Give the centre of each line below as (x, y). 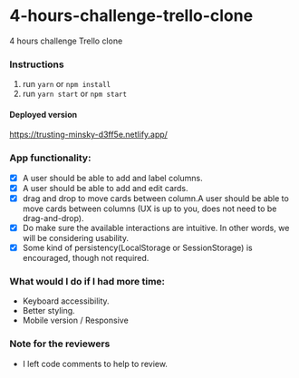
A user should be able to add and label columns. (112, 178)
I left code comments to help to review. (95, 363)
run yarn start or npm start (75, 94)
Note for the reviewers (60, 344)
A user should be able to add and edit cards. (105, 188)
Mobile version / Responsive (75, 320)
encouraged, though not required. (86, 258)
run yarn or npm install (67, 84)
